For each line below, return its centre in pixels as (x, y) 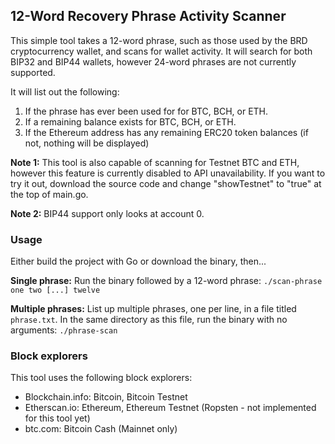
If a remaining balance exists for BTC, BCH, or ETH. (130, 121)
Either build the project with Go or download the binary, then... (138, 261)
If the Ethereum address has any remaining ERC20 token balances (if (166, 132)
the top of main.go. (49, 194)
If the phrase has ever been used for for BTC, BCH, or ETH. (146, 111)
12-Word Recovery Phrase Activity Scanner (148, 16)
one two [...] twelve (55, 290)
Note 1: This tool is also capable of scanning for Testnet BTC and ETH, (155, 162)
